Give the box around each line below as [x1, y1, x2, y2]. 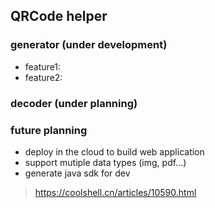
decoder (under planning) [10, 96, 138, 110]
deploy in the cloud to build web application [24, 145, 205, 158]
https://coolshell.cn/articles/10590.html [34, 186, 197, 198]
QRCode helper [10, 8, 108, 25]
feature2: [24, 71, 63, 83]
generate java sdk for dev [24, 167, 131, 179]
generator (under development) [10, 38, 168, 52]
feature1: [24, 60, 62, 73]
